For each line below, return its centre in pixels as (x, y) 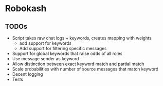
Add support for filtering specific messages (63, 48)
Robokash (26, 9)
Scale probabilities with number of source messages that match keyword (85, 69)
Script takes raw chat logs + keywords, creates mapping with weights (82, 38)
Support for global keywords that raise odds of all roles (67, 53)
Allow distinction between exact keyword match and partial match (78, 64)
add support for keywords (45, 43)
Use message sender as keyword (45, 59)
